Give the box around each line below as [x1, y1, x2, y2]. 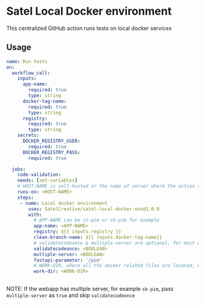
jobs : [12, 166, 26, 172]
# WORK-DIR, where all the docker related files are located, [33, 263, 195, 269]
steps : [17, 194, 34, 200]
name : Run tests [6, 58, 48, 65]
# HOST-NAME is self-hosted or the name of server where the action [17, 183, 195, 189]
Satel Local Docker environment [6, 4, 172, 18]
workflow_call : [12, 70, 51, 76]
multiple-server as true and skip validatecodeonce [6, 292, 135, 299]
